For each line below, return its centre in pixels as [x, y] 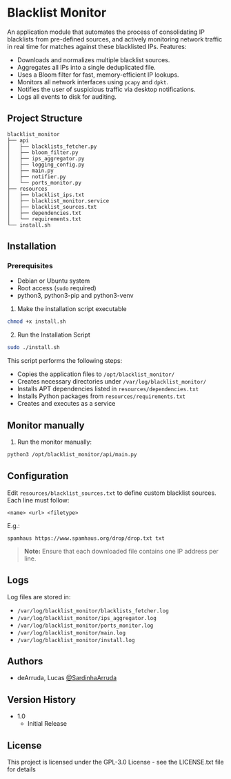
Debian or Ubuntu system [53, 281]
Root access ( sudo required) [57, 288]
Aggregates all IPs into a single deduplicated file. [87, 67]
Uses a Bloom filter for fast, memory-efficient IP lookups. [98, 75]
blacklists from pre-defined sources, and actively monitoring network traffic [115, 39]
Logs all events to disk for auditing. [67, 96]
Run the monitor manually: [54, 442]
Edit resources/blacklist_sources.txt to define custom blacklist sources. [112, 493]
